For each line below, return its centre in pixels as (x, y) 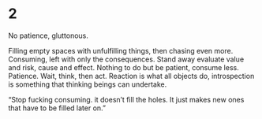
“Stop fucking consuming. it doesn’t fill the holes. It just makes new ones (126, 99)
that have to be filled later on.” (57, 108)
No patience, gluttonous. (49, 35)
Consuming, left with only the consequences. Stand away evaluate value (126, 59)
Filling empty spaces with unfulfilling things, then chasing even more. (121, 50)
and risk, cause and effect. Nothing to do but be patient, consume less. (124, 67)
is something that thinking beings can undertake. (88, 84)
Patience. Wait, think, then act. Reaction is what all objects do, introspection (131, 76)
